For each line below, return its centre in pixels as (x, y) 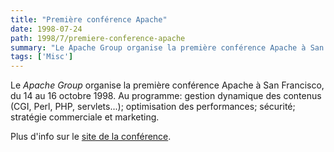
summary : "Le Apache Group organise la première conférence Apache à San (167, 47)
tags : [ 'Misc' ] (42, 57)
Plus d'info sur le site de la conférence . (91, 137)
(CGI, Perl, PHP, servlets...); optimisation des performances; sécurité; (153, 107)
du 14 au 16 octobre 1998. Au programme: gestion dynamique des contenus (166, 96)
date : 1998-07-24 (46, 29)
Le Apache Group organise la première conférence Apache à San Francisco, (167, 85)
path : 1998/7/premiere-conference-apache (98, 38)
